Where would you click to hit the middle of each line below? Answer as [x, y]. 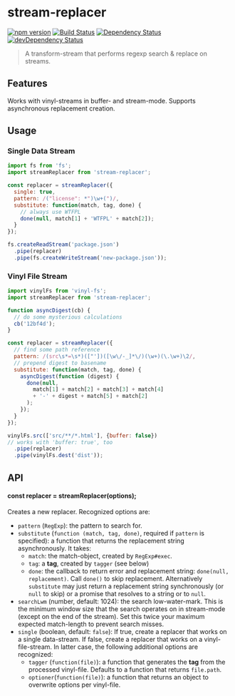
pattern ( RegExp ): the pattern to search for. [80, 526]
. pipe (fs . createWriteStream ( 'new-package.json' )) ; [90, 257]
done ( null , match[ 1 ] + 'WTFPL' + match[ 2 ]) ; [87, 218]
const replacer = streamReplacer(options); [72, 496]
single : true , [35, 192]
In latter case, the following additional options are [125, 647]
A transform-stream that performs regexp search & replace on [116, 53]
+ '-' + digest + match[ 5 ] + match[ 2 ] [90, 396]
